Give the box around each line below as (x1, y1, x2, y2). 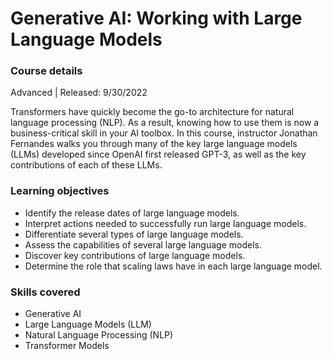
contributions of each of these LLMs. (10, 159, 163, 171)
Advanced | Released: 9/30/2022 (10, 87, 148, 99)
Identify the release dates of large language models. (24, 207, 240, 219)
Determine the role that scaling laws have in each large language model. (24, 260, 323, 272)
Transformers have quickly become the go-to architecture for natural (10, 106, 295, 118)
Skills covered (10, 285, 81, 299)
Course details (10, 64, 83, 78)
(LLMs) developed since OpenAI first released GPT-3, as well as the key (10, 148, 307, 161)
